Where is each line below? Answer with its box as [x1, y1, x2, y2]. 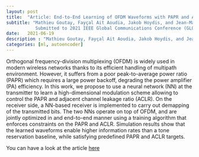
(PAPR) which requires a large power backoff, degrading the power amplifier [6, 76, 192, 83]
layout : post [6, 8, 38, 15]
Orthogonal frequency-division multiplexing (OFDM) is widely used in [6, 57, 175, 65]
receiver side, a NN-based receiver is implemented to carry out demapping [6, 102, 190, 109]
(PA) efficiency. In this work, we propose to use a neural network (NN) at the [6, 83, 192, 90]
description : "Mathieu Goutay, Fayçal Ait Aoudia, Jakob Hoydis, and [6, 36, 184, 42]
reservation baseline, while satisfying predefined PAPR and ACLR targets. [6, 133, 185, 140]
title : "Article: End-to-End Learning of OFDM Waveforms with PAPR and [6, 14, 190, 20]
